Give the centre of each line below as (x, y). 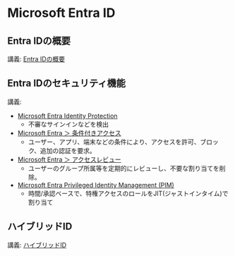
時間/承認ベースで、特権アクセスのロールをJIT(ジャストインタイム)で (128, 193)
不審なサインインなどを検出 (68, 124)
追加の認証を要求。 (68, 150)
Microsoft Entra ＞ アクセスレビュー (69, 159)
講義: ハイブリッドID (37, 245)
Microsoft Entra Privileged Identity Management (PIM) (96, 185)
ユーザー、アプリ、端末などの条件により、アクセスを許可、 (114, 142)
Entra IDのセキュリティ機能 (66, 84)
